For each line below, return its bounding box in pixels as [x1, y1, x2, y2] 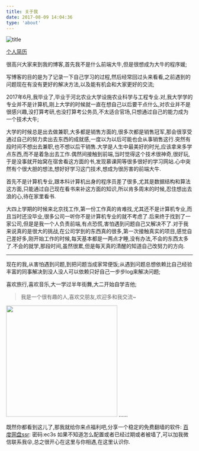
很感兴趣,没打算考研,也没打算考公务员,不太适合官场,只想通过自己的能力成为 [6, 108, 189, 116]
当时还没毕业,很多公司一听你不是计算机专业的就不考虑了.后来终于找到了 [11, 213, 186, 220]
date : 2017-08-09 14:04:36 [6, 14, 73, 20]
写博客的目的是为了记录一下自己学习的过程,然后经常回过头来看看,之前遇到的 [6, 74, 191, 81]
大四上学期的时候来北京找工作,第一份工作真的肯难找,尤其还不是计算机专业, [6, 205, 188, 212]
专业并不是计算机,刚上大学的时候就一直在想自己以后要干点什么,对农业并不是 [6, 101, 191, 108]
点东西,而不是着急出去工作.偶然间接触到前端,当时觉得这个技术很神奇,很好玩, [6, 151, 191, 158]
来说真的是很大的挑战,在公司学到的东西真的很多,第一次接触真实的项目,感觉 [6, 228, 188, 235]
